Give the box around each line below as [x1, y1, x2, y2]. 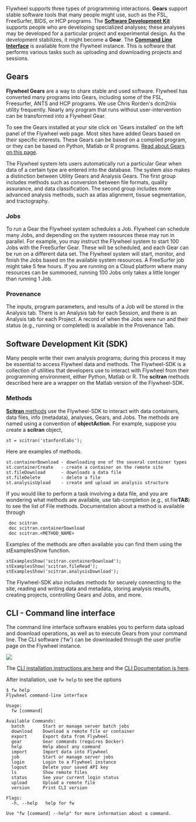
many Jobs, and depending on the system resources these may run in [6, 232, 174, 239]
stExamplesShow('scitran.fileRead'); [6, 563, 98, 569]
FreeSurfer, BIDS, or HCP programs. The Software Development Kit [6, 18, 170, 24]
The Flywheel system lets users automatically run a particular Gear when [6, 160, 182, 167]
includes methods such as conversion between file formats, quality [6, 178, 168, 185]
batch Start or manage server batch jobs [11, 723, 130, 729]
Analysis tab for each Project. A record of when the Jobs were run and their [6, 316, 188, 323]
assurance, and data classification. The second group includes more [6, 185, 171, 192]
